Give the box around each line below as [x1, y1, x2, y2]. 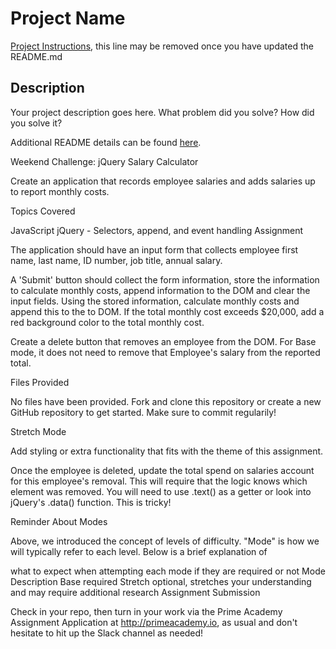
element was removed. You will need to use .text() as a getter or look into [10, 485, 312, 497]
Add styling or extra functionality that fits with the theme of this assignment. [10, 445, 324, 457]
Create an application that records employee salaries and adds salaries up [10, 175, 316, 187]
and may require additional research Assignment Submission [10, 586, 261, 598]
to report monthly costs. [10, 185, 110, 197]
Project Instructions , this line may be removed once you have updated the [10, 40, 314, 52]
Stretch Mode [10, 425, 67, 437]
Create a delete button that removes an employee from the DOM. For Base [10, 335, 317, 347]
